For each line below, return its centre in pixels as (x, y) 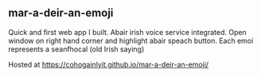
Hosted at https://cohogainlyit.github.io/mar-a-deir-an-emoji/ (109, 64)
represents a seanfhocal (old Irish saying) (76, 49)
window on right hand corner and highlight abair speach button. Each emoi (131, 40)
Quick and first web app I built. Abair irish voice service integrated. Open (127, 32)
